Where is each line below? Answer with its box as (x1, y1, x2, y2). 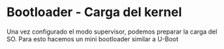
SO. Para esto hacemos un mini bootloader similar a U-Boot (6, 34, 179, 43)
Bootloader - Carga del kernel (6, 4, 182, 20)
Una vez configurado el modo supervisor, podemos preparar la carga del (6, 27, 218, 36)
